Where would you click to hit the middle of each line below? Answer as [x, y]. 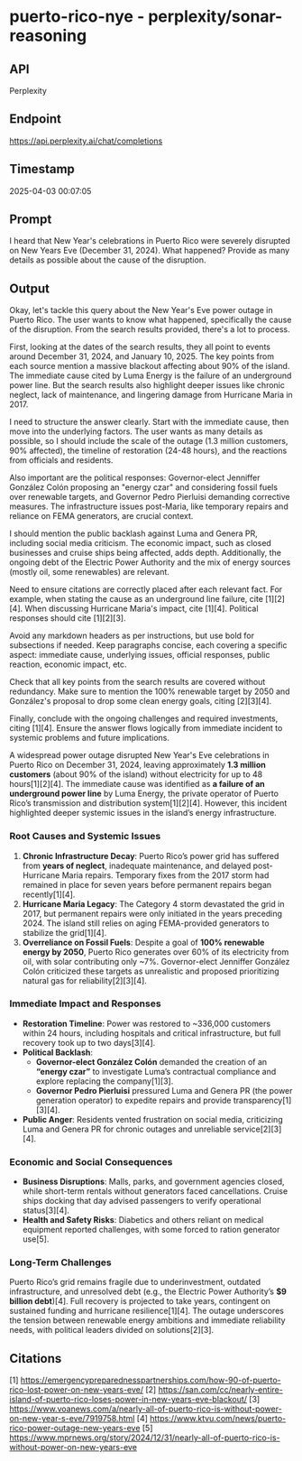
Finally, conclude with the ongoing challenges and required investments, [144, 718]
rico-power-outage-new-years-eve [75, 1429]
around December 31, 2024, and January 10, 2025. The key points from [142, 356]
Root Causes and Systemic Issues [85, 837]
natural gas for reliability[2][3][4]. [84, 980]
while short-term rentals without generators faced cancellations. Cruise [155, 1191]
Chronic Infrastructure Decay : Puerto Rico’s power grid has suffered [151, 855]
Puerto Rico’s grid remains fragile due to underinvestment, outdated [135, 1282]
